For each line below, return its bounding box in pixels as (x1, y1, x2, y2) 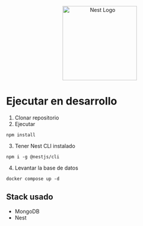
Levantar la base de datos (14, 164, 78, 171)
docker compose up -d (6, 175, 60, 181)
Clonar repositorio (14, 114, 59, 121)
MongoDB (14, 208, 40, 215)
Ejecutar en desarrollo (6, 95, 117, 108)
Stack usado (6, 192, 53, 202)
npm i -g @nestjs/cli (6, 153, 60, 160)
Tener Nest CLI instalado (14, 142, 75, 149)
